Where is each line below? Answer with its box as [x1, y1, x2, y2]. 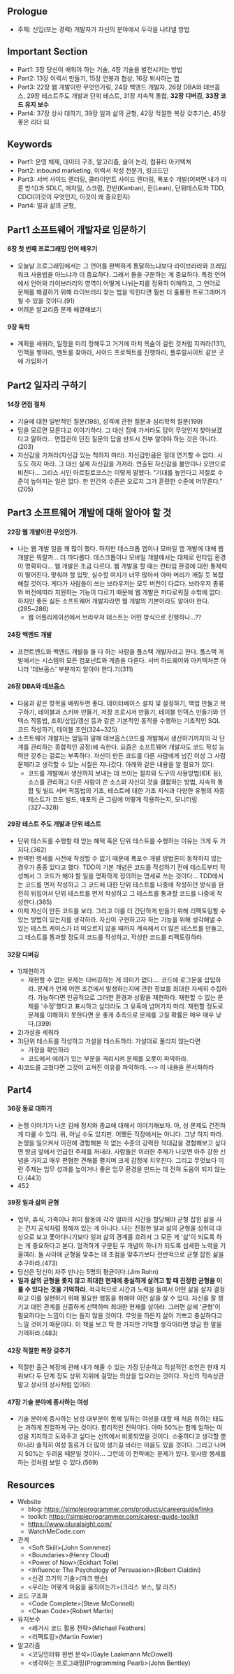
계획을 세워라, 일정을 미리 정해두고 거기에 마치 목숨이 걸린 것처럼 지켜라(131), [17, 339, 226, 348]
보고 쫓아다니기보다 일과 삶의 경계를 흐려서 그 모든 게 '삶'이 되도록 [36, 1233, 215, 1241]
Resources [7, 1479, 55, 1491]
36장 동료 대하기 [7, 1104, 52, 1113]
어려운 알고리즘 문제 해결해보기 [17, 306, 102, 314]
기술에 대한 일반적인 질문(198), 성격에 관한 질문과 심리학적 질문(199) [17, 417, 203, 425]
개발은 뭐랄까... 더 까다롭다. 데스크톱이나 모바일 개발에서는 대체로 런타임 [17, 553, 213, 561]
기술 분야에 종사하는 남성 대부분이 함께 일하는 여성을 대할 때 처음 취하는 [17, 1415, 212, 1423]
